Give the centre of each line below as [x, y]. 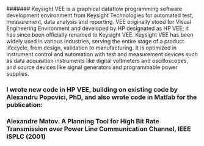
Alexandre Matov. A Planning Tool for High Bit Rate [83, 121]
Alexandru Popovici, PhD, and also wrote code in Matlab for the [102, 97]
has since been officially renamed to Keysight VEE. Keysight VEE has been [100, 35]
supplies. [18, 74]
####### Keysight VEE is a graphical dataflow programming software [94, 9]
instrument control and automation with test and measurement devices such [102, 54]
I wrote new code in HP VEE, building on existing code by [92, 89]
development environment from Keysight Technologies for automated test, [100, 15]
